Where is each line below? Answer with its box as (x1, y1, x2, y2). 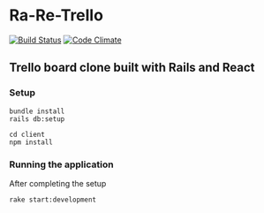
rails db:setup (9, 114, 65, 124)
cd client (9, 130, 46, 139)
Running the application (9, 158, 114, 171)
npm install (9, 138, 53, 147)
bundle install (9, 107, 65, 116)
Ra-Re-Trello (9, 5, 104, 26)
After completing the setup (9, 178, 107, 188)
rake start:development (9, 195, 97, 204)
